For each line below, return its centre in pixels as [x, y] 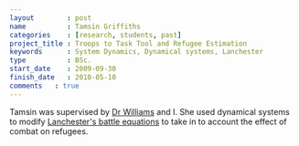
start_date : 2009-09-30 [63, 69]
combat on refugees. [49, 131]
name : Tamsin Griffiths [75, 26]
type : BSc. [51, 60]
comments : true [44, 86]
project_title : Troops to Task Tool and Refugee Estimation [128, 43]
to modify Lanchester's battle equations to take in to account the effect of [148, 121]
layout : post [51, 18]
